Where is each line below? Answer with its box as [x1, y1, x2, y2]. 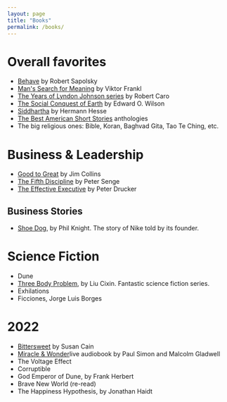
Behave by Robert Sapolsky [17, 77, 98, 85]
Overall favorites [7, 54, 107, 70]
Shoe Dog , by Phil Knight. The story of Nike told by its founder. [17, 224, 199, 232]
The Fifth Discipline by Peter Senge [17, 177, 120, 186]
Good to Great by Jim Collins [17, 170, 101, 178]
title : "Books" [7, 17, 52, 24]
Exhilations [17, 287, 49, 295]
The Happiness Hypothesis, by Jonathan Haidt [17, 387, 153, 395]
